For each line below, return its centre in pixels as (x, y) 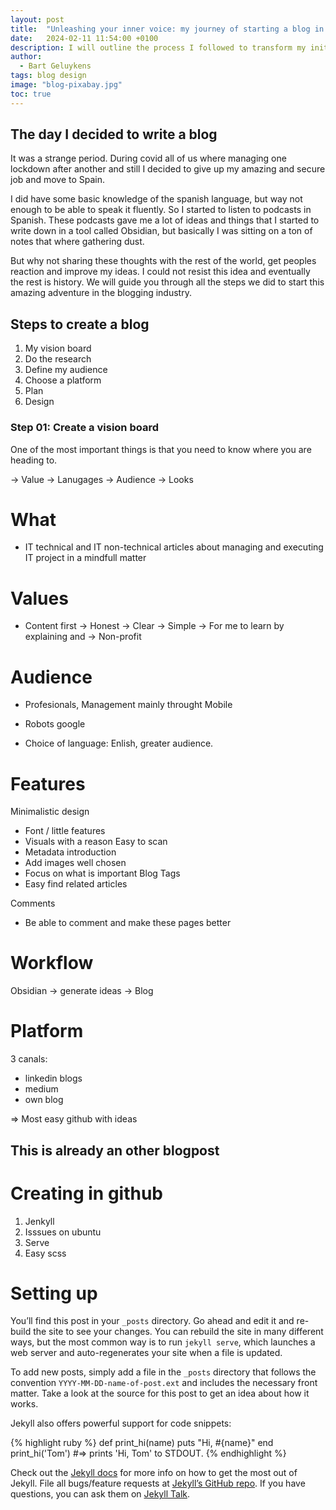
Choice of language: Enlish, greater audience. (119, 743)
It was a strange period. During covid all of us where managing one (148, 158)
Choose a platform (63, 380)
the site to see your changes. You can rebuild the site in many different (178, 1332)
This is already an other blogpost (115, 1150)
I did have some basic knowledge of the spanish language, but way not (156, 199)
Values (39, 598)
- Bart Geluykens (55, 66)
